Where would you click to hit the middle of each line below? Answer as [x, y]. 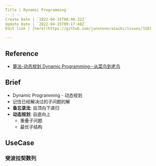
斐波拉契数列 [21, 158]
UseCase [20, 143]
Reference [22, 53]
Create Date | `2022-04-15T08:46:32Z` [46, 19]
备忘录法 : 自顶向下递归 [36, 108]
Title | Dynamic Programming [36, 10]
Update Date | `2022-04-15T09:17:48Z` [46, 24]
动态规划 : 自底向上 [31, 114]
